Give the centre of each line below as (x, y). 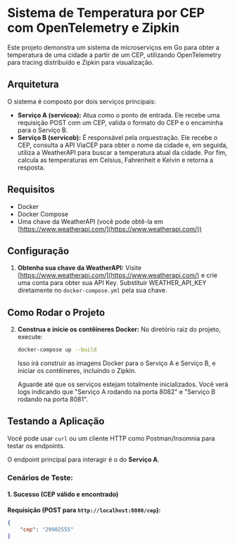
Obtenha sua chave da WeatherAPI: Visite (80, 268)
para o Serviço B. (43, 130)
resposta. (31, 167)
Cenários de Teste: (40, 478)
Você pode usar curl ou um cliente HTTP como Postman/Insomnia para (111, 438)
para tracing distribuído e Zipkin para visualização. (81, 62)
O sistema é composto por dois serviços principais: (82, 101)
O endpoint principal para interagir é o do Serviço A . (83, 459)
